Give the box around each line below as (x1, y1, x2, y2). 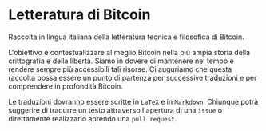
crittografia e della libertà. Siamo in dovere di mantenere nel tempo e (8, 56, 234, 65)
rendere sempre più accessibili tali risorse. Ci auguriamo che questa (8, 64, 232, 73)
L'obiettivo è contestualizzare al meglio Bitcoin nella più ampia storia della (8, 47, 250, 57)
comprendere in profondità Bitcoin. (8, 81, 124, 91)
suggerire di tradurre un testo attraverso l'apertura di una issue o (8, 105, 222, 115)
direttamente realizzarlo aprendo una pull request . (8, 113, 177, 123)
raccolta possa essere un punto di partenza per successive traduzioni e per (8, 73, 257, 82)
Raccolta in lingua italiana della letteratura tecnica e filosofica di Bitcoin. (8, 32, 245, 42)
